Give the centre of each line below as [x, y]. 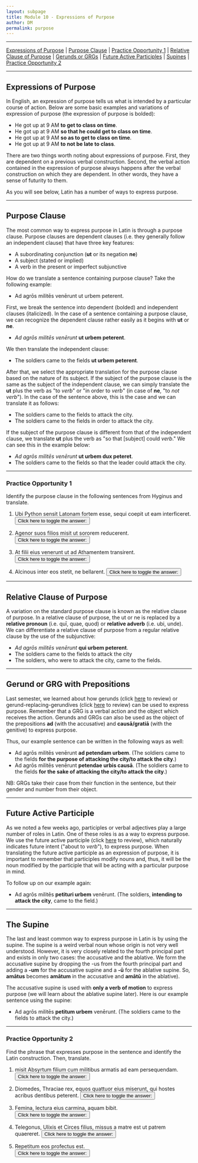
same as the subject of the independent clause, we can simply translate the [98, 384]
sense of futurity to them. [37, 181]
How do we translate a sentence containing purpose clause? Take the [91, 278]
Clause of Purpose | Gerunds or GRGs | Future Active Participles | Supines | [98, 57]
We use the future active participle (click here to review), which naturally [94, 840]
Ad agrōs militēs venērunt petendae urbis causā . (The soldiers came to [102, 765]
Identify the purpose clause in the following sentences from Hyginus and [94, 496]
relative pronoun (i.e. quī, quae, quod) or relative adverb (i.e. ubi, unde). [95, 624]
